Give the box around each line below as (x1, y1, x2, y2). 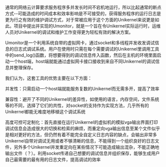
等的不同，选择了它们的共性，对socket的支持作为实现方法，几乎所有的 (5, 102, 149, 108)
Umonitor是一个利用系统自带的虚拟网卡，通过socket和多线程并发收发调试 (5, 40, 155, 46)
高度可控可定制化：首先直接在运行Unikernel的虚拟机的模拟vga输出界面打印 (5, 119, 158, 125)
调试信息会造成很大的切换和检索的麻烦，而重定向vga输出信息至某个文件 (5, 126, 152, 131)
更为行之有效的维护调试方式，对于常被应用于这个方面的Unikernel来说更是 (5, 17, 155, 22)
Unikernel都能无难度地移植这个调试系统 (5, 109, 86, 114)
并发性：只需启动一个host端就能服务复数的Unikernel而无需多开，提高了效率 (5, 86, 160, 91)
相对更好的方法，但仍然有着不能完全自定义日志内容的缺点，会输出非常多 (9, 132, 157, 138)
